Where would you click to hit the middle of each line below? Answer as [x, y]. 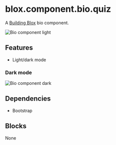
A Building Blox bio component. [37, 23]
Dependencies [28, 99]
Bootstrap [22, 110]
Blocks [16, 126]
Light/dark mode [29, 60]
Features [19, 48]
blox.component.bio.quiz [58, 9]
